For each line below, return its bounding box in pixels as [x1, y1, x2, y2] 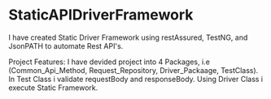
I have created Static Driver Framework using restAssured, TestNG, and [8, 32, 248, 42]
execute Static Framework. [8, 83, 98, 93]
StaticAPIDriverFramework [8, 6, 194, 24]
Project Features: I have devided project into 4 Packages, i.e [8, 57, 210, 67]
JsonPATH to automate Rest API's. [8, 41, 124, 50]
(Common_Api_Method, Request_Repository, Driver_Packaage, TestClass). [8, 65, 259, 75]
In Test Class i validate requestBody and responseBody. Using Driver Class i [8, 74, 263, 84]
